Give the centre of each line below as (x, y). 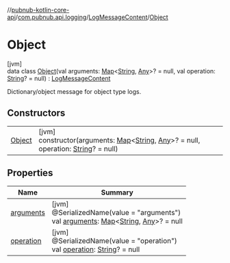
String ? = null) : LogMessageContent (59, 78)
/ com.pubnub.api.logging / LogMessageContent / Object (92, 17)
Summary (117, 192)
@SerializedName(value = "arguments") (116, 212)
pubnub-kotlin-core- (40, 10)
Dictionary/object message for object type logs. (74, 91)
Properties (30, 173)
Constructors (36, 113)
